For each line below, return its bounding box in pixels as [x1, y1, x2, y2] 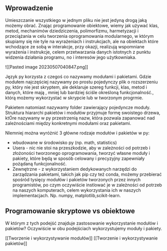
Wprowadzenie [5, 4, 53, 12]
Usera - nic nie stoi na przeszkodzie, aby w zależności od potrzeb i [12, 144, 151, 151]
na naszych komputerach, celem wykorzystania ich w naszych [12, 187, 141, 193]
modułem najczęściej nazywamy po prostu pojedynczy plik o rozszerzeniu [5, 79, 158, 85]
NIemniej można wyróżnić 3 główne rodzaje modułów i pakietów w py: [5, 129, 150, 136]
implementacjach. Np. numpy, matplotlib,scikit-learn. [12, 192, 121, 198]
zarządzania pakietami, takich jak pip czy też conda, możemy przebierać [12, 171, 162, 177]
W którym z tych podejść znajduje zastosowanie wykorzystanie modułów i [5, 220, 159, 226]
